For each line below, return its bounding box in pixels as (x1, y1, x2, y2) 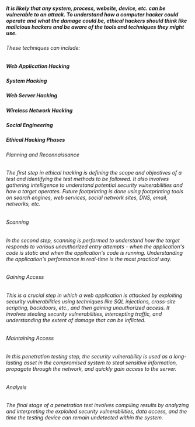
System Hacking (6, 77, 47, 84)
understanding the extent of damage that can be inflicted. (6, 316, 146, 323)
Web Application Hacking (6, 62, 70, 70)
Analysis (6, 384, 27, 391)
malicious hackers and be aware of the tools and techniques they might (6, 23, 184, 30)
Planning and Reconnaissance (6, 151, 80, 158)
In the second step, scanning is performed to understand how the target (6, 237, 180, 244)
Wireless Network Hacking (6, 107, 73, 114)
